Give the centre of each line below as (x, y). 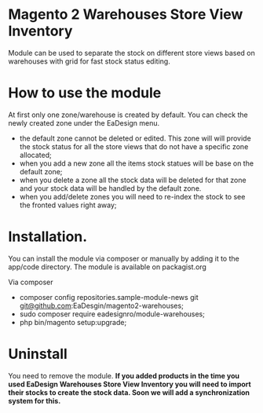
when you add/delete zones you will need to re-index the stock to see (132, 196)
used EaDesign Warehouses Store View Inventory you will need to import (130, 384)
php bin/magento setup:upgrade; (73, 322)
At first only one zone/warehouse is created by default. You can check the (128, 115)
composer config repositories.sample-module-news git (109, 297)
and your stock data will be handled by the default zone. (110, 188)
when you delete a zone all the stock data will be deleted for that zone (133, 180)
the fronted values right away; (68, 205)
